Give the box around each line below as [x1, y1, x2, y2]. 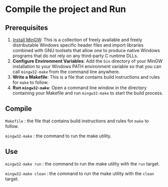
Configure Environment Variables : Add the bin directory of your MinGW [12, 58, 163, 64]
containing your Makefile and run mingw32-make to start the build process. [12, 90, 163, 96]
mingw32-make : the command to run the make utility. [5, 133, 112, 139]
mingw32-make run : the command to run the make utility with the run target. [5, 160, 160, 166]
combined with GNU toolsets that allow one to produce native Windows [12, 48, 160, 53]
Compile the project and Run [5, 4, 126, 15]
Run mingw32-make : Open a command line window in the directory [12, 85, 147, 91]
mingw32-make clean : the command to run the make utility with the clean [5, 170, 154, 176]
